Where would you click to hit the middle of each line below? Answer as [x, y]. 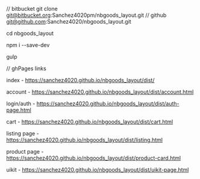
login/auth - [21, 103]
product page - [25, 151]
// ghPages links [26, 68]
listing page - [23, 133]
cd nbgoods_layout [30, 33]
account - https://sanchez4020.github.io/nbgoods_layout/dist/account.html [100, 92]
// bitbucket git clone [32, 9]
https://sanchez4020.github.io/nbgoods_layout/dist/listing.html [84, 140]
